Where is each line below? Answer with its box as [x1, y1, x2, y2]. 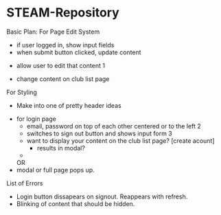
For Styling [6, 88, 37, 96]
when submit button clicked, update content [16, 48, 141, 56]
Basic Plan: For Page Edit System [6, 27, 100, 36]
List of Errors [6, 179, 43, 187]
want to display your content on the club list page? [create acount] [26, 136, 215, 145]
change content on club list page [16, 74, 110, 83]
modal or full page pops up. [16, 166, 95, 174]
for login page [16, 115, 56, 123]
